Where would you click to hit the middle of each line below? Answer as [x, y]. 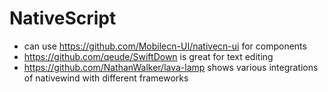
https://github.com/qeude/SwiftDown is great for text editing [148, 56]
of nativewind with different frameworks [106, 78]
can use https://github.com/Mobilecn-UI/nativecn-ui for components [165, 46]
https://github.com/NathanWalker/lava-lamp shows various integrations [171, 67]
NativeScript [63, 18]
